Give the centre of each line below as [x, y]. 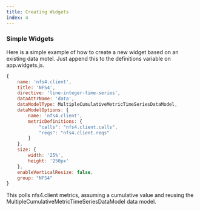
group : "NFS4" [35, 178]
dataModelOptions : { [43, 110]
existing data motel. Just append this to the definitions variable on [88, 58]
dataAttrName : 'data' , [46, 99]
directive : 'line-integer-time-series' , [69, 93]
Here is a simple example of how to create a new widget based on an [92, 52]
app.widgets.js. [25, 65]
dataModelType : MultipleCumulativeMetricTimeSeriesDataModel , [97, 105]
